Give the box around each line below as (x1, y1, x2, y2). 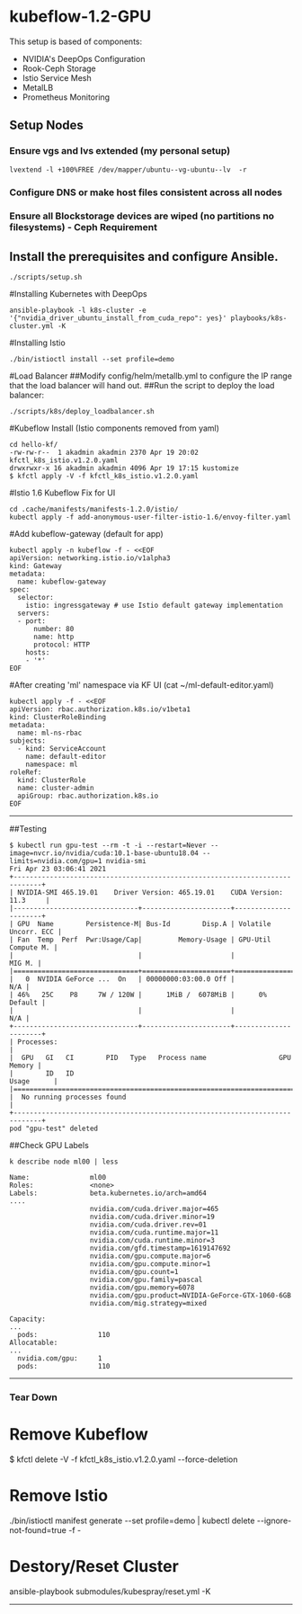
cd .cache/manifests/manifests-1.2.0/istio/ (9, 505, 179, 514)
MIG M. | (9, 959, 42, 968)
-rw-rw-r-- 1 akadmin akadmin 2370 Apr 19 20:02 (9, 448, 200, 458)
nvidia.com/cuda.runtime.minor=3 (89, 1236, 216, 1245)
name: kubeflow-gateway (17, 577, 106, 586)
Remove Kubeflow (9, 1424, 148, 1445)
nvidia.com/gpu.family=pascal (89, 1275, 203, 1285)
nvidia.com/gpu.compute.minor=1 (89, 1260, 211, 1269)
